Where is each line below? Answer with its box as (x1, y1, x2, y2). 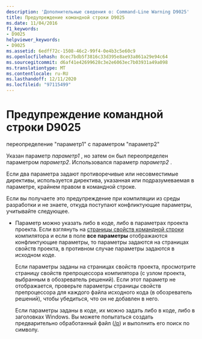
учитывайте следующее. (6, 208, 70, 215)
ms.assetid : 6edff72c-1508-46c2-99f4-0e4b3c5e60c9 (6, 48, 136, 54)
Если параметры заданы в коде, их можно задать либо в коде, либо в (14, 306, 195, 314)
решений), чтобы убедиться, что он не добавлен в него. (14, 295, 159, 302)
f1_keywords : (6, 25, 39, 32)
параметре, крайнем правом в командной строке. (6, 183, 136, 190)
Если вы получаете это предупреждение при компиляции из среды (6, 194, 180, 202)
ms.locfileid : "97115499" (6, 82, 71, 88)
